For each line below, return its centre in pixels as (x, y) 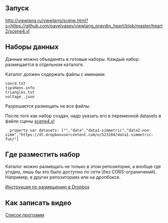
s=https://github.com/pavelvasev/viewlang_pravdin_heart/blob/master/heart (84, 26)
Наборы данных (32, 47)
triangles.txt (20, 92)
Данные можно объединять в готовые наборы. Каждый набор (72, 59)
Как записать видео (38, 203)
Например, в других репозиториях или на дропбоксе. (63, 177)
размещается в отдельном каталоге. (45, 64)
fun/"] (12, 139)
